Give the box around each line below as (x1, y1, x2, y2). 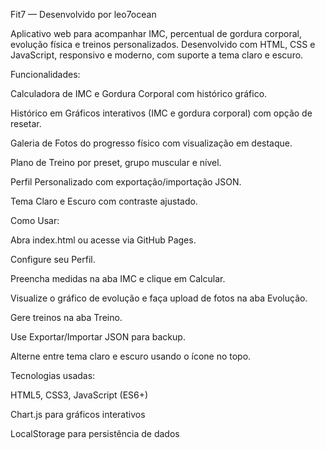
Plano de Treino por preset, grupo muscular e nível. (10, 157, 222, 168)
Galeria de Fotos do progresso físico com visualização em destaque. (10, 137, 293, 149)
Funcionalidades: (10, 69, 81, 80)
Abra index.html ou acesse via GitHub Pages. (10, 234, 197, 246)
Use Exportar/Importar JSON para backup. (10, 331, 186, 343)
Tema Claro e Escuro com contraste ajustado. (10, 195, 198, 207)
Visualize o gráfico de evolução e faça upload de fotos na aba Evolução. (10, 292, 308, 304)
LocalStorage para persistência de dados (10, 428, 180, 439)
